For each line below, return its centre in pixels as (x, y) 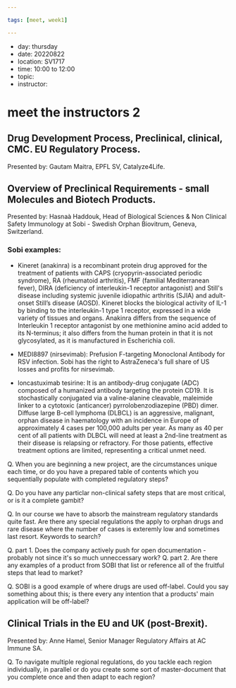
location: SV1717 (41, 61)
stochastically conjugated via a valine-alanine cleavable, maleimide (115, 398)
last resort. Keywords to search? (54, 536)
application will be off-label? (48, 601)
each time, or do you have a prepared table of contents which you (103, 471)
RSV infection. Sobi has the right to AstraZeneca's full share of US (113, 362)
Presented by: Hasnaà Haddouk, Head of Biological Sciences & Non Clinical (117, 217)
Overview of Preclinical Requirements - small (108, 189)
